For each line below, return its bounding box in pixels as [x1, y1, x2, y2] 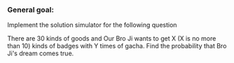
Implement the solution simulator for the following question [7, 21, 177, 29]
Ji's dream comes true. [7, 49, 74, 57]
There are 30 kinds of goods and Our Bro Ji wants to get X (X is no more [7, 34, 216, 43]
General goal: [7, 5, 55, 15]
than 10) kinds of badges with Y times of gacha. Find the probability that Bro [7, 42, 227, 50]
